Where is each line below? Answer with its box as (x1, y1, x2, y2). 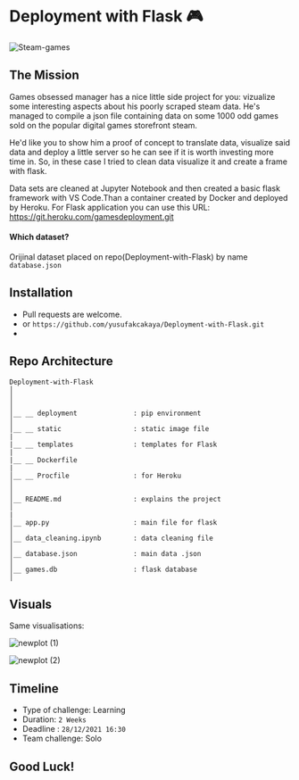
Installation (9, 286, 73, 301)
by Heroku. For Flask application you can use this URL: (9, 202, 211, 212)
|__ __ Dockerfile (9, 455, 78, 464)
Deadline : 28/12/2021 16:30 (21, 724, 127, 734)
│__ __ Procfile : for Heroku (9, 471, 181, 480)
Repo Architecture (9, 353, 113, 369)
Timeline (9, 681, 60, 696)
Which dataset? (9, 232, 70, 243)
